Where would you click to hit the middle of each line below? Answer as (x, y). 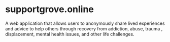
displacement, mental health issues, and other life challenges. (70, 34)
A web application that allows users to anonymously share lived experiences (85, 23)
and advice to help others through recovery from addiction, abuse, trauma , (84, 28)
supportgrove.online (49, 9)
